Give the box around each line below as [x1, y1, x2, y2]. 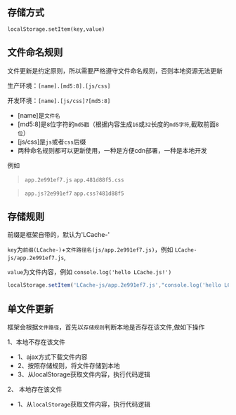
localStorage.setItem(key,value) [7, 25, 105, 33]
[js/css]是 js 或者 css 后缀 [17, 137, 86, 146]
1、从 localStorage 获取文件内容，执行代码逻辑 [17, 400, 151, 409]
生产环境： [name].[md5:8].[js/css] [7, 81, 111, 90]
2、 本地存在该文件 [7, 385, 63, 394]
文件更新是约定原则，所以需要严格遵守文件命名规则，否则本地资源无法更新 [7, 66, 223, 75]
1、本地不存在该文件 [7, 338, 65, 346]
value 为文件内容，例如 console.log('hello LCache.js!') [7, 268, 172, 276]
